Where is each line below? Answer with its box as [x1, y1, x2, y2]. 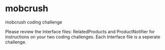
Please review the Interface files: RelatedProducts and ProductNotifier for [5, 28, 155, 34]
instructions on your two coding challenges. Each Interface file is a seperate [5, 34, 161, 40]
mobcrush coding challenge [5, 19, 62, 25]
